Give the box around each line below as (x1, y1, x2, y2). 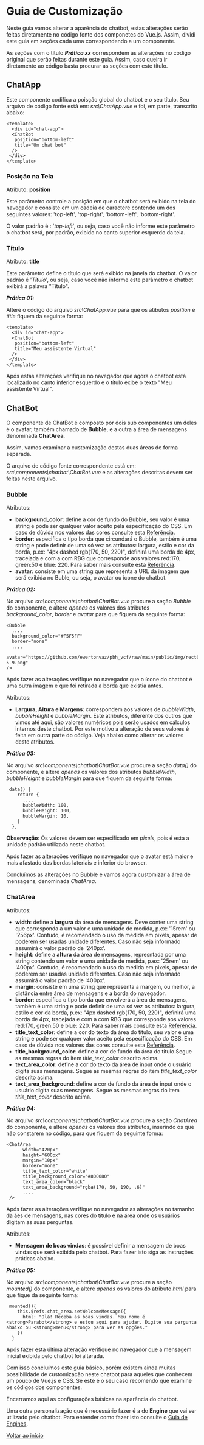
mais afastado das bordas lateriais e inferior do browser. (6, 859, 148, 867)
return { (17, 792, 39, 798)
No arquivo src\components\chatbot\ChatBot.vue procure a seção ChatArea (6, 1116, 197, 1124)
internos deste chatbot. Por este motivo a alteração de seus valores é (15, 725, 189, 733)
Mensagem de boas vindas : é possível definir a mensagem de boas (15, 1242, 186, 1249)
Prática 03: (6, 750, 35, 758)
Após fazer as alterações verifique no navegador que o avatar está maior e (6, 853, 194, 860)
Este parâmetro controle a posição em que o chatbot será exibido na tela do (6, 198, 196, 205)
